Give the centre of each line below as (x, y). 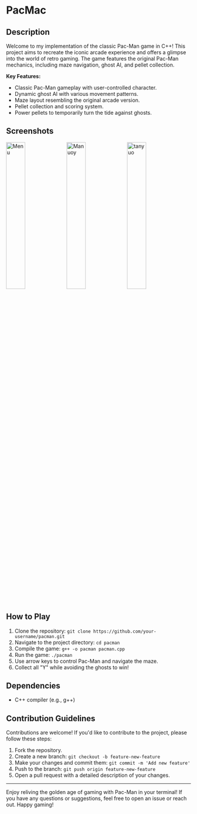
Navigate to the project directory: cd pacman (67, 642)
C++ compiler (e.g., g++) (45, 700)
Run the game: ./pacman (43, 654)
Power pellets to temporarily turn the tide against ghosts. (83, 113)
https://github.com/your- (125, 631)
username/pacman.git (40, 636)
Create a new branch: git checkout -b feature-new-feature (87, 756)
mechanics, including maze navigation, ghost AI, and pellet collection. (90, 65)
